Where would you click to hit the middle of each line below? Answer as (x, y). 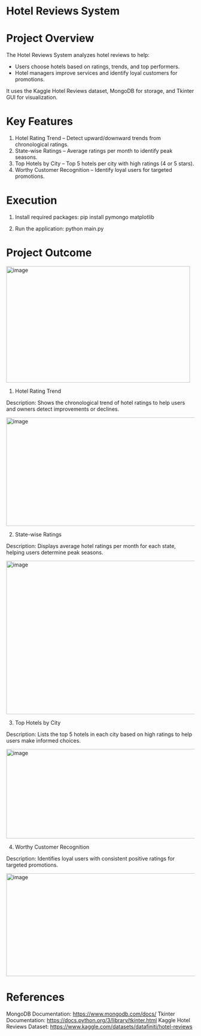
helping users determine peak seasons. (55, 552)
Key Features (40, 122)
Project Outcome (49, 253)
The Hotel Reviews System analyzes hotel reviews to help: (78, 55)
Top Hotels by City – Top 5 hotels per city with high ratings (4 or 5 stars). (104, 163)
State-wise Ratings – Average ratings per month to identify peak (94, 151)
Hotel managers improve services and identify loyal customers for (96, 73)
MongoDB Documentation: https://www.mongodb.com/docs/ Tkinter (91, 1014)
